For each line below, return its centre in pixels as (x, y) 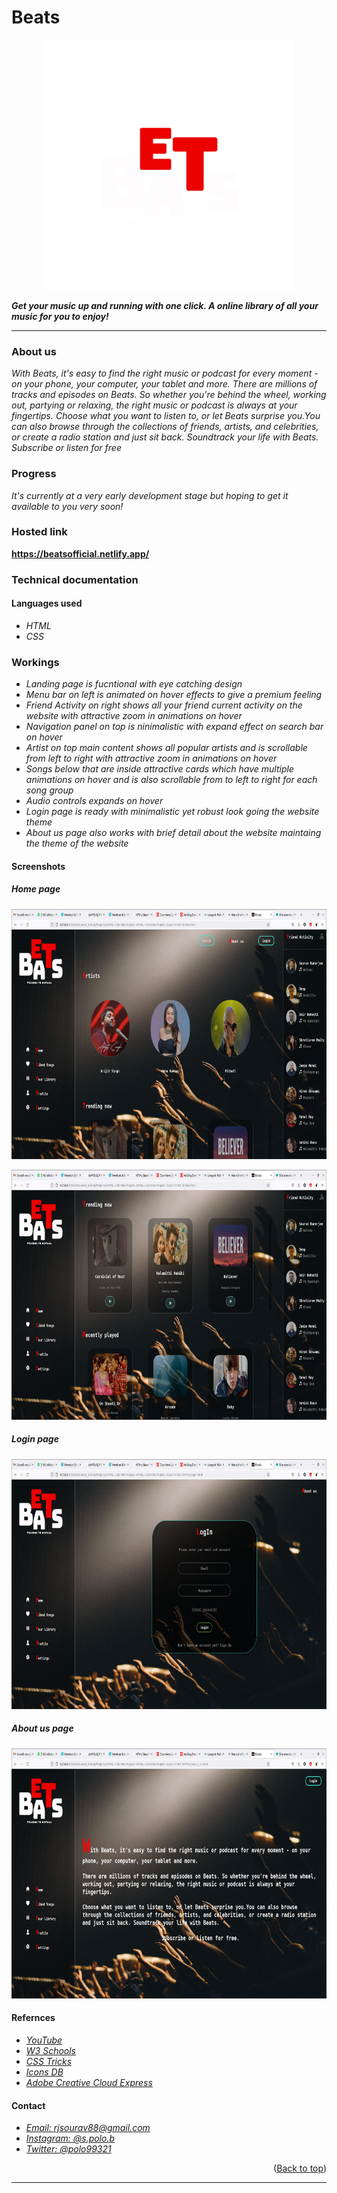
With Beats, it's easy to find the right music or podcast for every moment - (165, 373)
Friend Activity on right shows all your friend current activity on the (164, 705)
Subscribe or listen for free (66, 448)
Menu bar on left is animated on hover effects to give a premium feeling (174, 695)
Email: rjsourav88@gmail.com (88, 2128)
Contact (28, 2105)
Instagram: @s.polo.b (70, 2138)
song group (49, 790)
